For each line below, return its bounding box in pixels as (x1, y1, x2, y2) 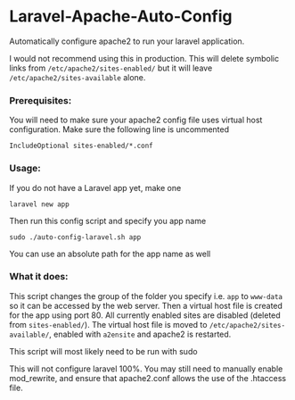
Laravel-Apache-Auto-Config (9, 6, 233, 27)
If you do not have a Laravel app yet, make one (9, 182, 182, 193)
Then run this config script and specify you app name (9, 215, 207, 226)
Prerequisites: (9, 94, 72, 106)
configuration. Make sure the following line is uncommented (9, 124, 230, 135)
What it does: (9, 271, 69, 283)
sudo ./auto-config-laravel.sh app (9, 232, 142, 242)
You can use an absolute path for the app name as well (9, 248, 211, 259)
